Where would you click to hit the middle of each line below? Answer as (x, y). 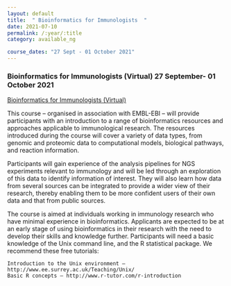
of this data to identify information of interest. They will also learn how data (114, 178)
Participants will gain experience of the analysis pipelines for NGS (101, 164)
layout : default (31, 14)
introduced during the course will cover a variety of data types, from (105, 135)
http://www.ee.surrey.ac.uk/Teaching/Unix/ (71, 270)
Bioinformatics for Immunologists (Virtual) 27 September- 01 (112, 76)
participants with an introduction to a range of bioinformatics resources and (115, 121)
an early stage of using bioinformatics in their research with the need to (109, 229)
